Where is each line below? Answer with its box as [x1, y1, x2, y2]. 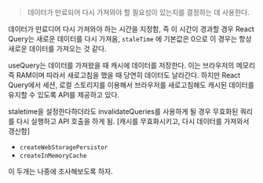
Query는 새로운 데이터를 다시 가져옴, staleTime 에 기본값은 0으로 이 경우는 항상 [8, 35, 253, 43]
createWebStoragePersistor [19, 144, 108, 152]
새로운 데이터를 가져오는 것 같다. [8, 44, 108, 53]
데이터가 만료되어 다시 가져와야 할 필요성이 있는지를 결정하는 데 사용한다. [27, 8, 250, 16]
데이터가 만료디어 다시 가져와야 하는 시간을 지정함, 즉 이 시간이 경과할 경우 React [8, 24, 254, 34]
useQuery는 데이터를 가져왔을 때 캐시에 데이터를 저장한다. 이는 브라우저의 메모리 [8, 60, 256, 70]
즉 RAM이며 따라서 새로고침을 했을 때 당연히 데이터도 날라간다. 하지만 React [8, 71, 241, 79]
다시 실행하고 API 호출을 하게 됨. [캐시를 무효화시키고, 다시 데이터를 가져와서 [16, 117, 250, 126]
